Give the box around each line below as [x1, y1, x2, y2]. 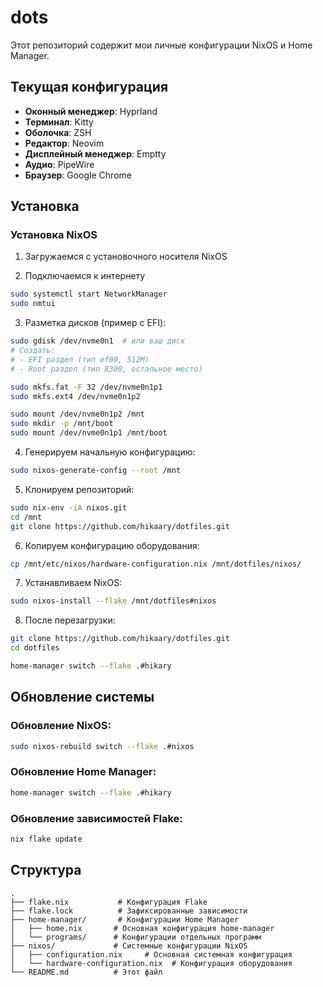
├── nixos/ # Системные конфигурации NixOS [10, 941, 248, 951]
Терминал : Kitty [24, 116, 94, 128]
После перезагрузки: [24, 614, 116, 626]
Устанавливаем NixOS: [24, 577, 123, 589]
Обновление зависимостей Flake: [10, 811, 183, 825]
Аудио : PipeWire [24, 158, 95, 170]
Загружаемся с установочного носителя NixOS [24, 251, 228, 263]
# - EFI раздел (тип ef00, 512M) [10, 354, 150, 365]
